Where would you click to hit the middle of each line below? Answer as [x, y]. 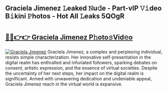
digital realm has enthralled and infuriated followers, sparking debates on [81, 62]
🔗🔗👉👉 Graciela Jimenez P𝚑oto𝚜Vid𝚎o [69, 37]
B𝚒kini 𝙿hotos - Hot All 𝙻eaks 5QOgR [65, 16]
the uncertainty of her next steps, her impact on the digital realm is [74, 73]
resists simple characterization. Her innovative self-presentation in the [78, 57]
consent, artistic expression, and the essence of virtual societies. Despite [81, 68]
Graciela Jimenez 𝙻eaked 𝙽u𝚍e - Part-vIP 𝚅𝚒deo [83, 8]
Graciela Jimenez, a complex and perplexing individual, [105, 52]
